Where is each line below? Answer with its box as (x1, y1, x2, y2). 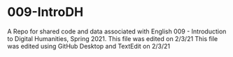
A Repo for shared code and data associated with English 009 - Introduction (7, 27, 227, 35)
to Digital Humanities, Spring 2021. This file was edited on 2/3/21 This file (7, 34, 218, 42)
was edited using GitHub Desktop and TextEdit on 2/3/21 (7, 42, 170, 50)
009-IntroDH (7, 4, 84, 20)
